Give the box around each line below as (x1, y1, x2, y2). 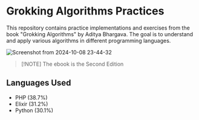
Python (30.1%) (15, 107, 53, 114)
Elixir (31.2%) (15, 100, 48, 107)
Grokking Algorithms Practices (6, 4, 165, 18)
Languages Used (6, 78, 71, 88)
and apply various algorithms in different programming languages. (6, 37, 171, 44)
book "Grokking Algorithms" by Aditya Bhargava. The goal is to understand (6, 30, 194, 37)
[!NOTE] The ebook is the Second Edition (21, 60, 124, 68)
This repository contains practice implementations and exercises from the (6, 24, 191, 31)
